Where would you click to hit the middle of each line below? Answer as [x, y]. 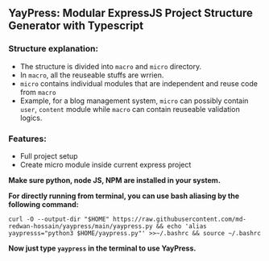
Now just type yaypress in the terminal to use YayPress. [102, 248]
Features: [27, 139]
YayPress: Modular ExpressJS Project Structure [131, 13]
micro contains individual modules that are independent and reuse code [139, 83]
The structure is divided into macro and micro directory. [111, 66]
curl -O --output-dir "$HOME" [59, 219]
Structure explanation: [54, 49]
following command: [43, 204]
